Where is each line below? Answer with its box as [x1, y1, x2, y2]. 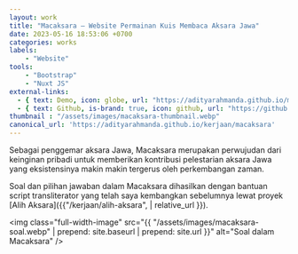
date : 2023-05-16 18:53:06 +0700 [9, 29, 133, 38]
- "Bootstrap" [25, 71, 77, 80]
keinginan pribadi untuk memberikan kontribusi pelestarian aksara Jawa [9, 155, 272, 164]
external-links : [9, 87, 69, 96]
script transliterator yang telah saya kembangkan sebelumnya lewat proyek [9, 190, 284, 201]
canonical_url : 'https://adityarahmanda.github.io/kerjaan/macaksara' [9, 121, 276, 130]
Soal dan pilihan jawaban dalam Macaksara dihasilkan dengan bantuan [9, 181, 268, 191]
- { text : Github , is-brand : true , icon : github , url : [17, 104, 224, 113]
